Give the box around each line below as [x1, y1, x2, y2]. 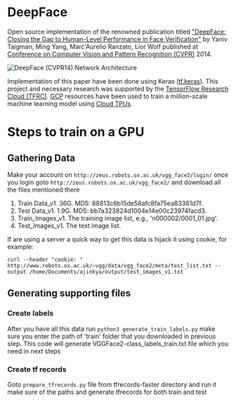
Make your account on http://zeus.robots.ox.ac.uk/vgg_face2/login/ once [7, 170, 229, 179]
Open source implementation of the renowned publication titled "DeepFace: [7, 27, 226, 36]
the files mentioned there [7, 185, 80, 194]
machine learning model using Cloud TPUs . [7, 99, 133, 107]
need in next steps [7, 347, 61, 355]
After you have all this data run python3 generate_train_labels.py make [7, 324, 216, 333]
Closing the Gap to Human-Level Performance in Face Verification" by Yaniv [7, 34, 228, 43]
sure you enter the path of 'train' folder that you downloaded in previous [7, 331, 216, 341]
